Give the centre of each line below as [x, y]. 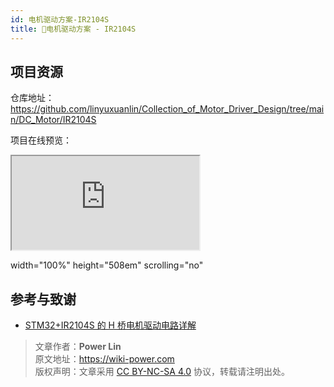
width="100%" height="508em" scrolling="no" [107, 265]
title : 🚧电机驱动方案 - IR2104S [73, 29]
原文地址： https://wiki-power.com [104, 359]
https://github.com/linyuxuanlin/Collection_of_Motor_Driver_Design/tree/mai [167, 109]
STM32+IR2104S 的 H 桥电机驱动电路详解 [110, 325]
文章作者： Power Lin [78, 347]
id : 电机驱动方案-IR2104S [60, 19]
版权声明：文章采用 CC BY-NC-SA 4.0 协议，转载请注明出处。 [162, 372]
